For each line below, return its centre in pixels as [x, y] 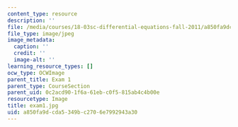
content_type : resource [42, 14]
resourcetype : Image [38, 99]
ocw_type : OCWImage [36, 73]
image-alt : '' [34, 60]
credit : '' [30, 54]
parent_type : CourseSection [49, 86]
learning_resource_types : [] [50, 66]
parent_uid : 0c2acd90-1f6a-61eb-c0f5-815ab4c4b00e [84, 92]
